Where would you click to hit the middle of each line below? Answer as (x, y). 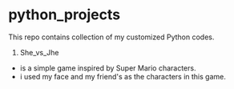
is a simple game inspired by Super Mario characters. (108, 68)
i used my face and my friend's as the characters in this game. (123, 76)
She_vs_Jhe (39, 52)
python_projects (65, 15)
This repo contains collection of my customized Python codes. (111, 37)
